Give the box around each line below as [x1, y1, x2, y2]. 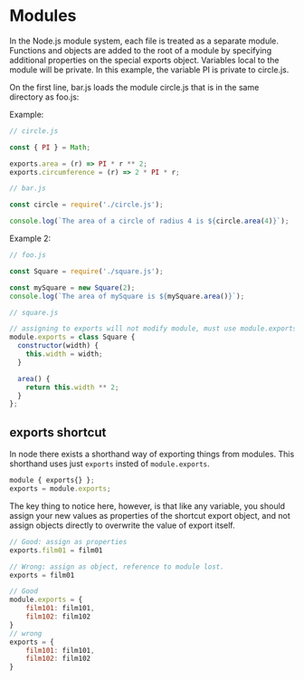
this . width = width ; [25, 350, 103, 359]
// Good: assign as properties [9, 537, 128, 546]
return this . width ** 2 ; [25, 382, 119, 392]
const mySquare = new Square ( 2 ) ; [9, 283, 136, 292]
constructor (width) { [17, 341, 100, 350]
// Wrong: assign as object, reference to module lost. [9, 562, 224, 571]
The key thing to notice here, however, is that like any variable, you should [9, 500, 286, 512]
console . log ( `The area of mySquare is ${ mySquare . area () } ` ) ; [9, 292, 245, 301]
